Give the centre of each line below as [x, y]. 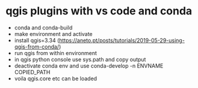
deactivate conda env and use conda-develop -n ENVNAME [89, 66]
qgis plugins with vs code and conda [99, 11]
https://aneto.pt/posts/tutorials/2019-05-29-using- [122, 40]
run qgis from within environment [56, 53]
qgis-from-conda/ [37, 47]
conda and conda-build [43, 28]
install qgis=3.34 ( [37, 40]
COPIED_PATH [32, 72]
